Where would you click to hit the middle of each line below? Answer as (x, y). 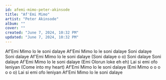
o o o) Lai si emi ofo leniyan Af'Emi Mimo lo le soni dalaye (64, 72)
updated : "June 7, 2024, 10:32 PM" (42, 38)
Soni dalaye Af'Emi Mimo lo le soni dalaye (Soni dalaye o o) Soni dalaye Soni (83, 56)
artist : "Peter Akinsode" (32, 19)
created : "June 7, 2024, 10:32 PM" (42, 33)
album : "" (15, 23)
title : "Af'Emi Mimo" (28, 14)
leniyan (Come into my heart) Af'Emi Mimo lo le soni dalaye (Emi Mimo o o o (83, 67)
